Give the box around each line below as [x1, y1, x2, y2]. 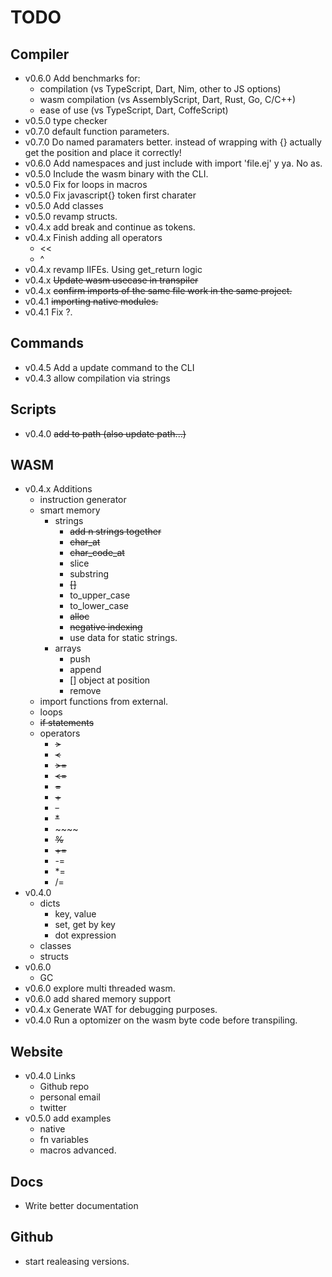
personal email [39, 1091, 101, 1103]
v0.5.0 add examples [24, 1112, 112, 1125]
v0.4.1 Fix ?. [24, 306, 73, 318]
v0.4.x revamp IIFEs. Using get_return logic [24, 264, 203, 275]
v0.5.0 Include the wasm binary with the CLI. [24, 168, 209, 180]
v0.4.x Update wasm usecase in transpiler [24, 274, 199, 286]
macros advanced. [39, 1144, 117, 1156]
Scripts [10, 401, 57, 418]
